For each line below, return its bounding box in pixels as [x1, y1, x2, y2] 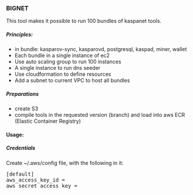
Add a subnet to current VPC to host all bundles [14, 77, 130, 84]
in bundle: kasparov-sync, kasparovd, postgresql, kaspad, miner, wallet [14, 46, 187, 53]
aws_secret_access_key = [6, 182, 77, 189]
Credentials [6, 144, 36, 152]
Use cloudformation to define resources [14, 70, 111, 78]
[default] [6, 170, 34, 177]
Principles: [6, 31, 33, 38]
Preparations [6, 90, 39, 97]
